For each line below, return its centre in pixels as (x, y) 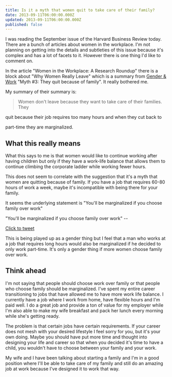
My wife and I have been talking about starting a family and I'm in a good (82, 357)
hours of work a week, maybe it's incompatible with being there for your (82, 188)
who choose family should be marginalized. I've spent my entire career (80, 289)
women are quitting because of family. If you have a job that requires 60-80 (85, 182)
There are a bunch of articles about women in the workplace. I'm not (78, 45)
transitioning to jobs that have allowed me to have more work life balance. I (84, 294)
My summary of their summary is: (41, 92)
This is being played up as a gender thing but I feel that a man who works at (85, 238)
